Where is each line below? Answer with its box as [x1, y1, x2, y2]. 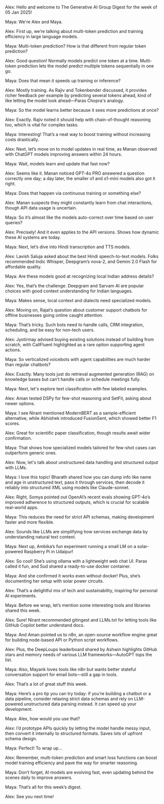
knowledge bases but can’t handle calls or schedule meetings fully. [5, 376, 141, 382]
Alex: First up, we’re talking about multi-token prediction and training [5, 28, 143, 34]
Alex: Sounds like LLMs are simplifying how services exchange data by [5, 529, 148, 534]
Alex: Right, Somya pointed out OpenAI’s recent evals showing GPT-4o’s [5, 494, 151, 500]
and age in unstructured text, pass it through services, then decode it [5, 479, 145, 485]
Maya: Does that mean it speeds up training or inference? [5, 78, 121, 83]
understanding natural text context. [5, 534, 76, 540]
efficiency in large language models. [5, 34, 78, 39]
